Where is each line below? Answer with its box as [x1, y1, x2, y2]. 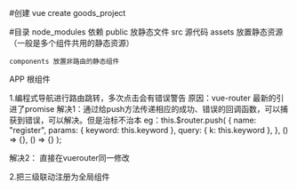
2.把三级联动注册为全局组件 [9, 171, 110, 182]
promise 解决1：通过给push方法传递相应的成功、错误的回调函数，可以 [24, 104, 281, 114]
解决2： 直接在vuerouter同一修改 [9, 153, 131, 162]
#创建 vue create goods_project [9, 8, 126, 18]
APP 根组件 [9, 74, 51, 84]
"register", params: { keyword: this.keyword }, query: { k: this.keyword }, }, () [9, 125, 289, 135]
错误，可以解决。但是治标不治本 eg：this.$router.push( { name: [24, 115, 257, 125]
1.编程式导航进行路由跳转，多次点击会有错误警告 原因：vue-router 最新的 [9, 92, 277, 103]
